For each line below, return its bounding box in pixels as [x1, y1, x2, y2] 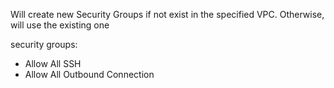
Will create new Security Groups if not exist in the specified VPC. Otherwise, [10, 9, 325, 20]
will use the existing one [10, 19, 110, 31]
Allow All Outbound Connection [24, 69, 155, 80]
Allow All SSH [24, 58, 82, 69]
